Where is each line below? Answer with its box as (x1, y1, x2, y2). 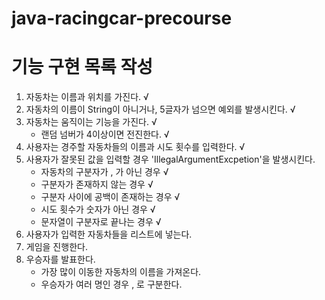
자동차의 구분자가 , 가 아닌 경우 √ (40, 166, 169, 178)
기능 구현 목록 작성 (11, 56, 153, 79)
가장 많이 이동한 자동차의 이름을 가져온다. (40, 266, 202, 278)
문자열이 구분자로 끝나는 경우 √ (40, 216, 162, 228)
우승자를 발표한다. (25, 253, 96, 266)
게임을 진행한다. (25, 241, 88, 253)
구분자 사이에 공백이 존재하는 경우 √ (40, 191, 181, 203)
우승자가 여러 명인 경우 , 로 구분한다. (40, 278, 183, 291)
